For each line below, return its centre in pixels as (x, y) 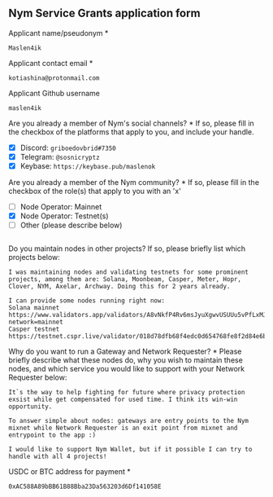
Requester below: (38, 377)
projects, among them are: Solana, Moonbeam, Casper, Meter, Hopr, (125, 279)
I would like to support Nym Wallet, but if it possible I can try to (130, 450)
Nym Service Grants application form (104, 13)
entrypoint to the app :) (52, 435)
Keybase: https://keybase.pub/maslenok (88, 165)
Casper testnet (34, 329)
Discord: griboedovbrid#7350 (68, 147)
